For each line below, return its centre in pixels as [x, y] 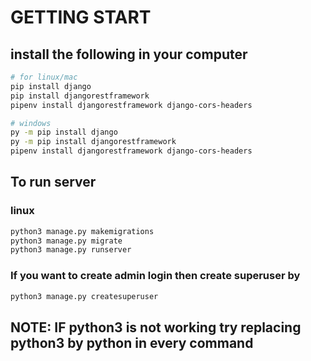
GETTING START [81, 17]
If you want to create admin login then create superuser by [155, 276]
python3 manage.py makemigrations [82, 231]
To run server [53, 182]
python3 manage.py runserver [71, 250]
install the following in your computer [129, 54]
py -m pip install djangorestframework [93, 142]
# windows [31, 123]
